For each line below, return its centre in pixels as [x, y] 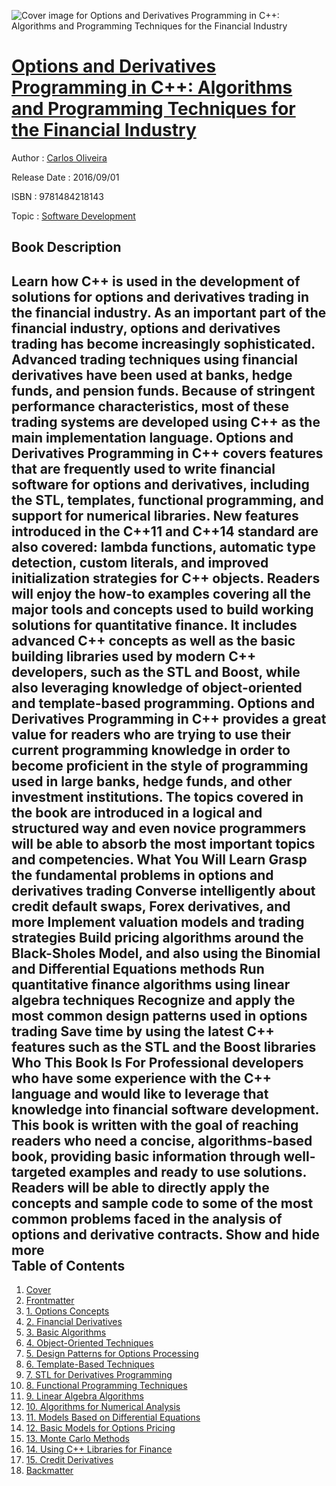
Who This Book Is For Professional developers [157, 1062]
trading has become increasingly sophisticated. [163, 343]
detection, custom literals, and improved [140, 562]
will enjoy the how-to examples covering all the [161, 593]
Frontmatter [50, 1301]
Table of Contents [68, 1265]
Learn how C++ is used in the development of [156, 281]
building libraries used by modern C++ [134, 656]
